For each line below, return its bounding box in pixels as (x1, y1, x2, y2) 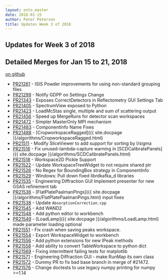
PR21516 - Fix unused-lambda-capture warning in (12, 146, 116, 152)
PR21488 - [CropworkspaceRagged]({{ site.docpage (12, 130, 122, 136)
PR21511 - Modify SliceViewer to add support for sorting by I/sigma (12, 140, 152, 146)
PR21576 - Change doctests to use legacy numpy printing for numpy (12, 265, 155, 271)
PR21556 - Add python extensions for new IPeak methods (12, 237, 133, 244)
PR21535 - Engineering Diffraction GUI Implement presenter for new (12, 178, 154, 184)
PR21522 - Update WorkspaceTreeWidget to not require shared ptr (12, 162, 152, 168)
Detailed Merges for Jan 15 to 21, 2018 (5, 58, 128, 67)
